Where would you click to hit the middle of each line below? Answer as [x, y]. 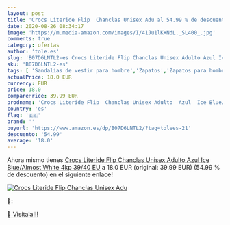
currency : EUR [27, 83]
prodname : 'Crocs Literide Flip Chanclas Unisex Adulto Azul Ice [107, 103]
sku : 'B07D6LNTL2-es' [38, 64]
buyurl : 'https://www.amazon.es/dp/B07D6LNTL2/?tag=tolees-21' [99, 128]
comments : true [29, 39]
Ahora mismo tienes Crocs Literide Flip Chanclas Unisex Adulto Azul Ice [108, 160]
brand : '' [21, 121]
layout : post [26, 13]
